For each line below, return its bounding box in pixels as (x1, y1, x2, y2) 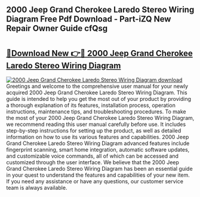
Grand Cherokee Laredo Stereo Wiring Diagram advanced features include (6, 140, 190, 147)
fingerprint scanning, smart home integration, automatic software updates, (6, 146, 190, 153)
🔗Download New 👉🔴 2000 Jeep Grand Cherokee (6, 48, 193, 59)
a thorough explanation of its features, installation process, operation (6, 101, 176, 109)
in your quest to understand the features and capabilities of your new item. (6, 171, 190, 178)
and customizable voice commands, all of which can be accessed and (6, 152, 179, 159)
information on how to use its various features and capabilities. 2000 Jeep (6, 134, 189, 140)
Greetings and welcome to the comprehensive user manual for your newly (6, 83, 189, 90)
